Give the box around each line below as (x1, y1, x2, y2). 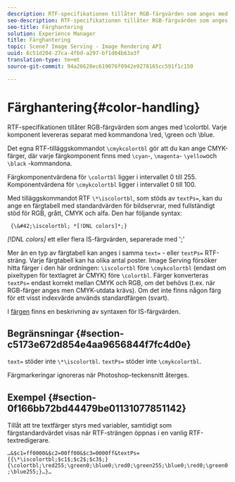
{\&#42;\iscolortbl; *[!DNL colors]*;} (10, 222, 128, 229)
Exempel (7, 391, 46, 403)
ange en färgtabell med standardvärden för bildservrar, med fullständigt (7, 201, 215, 210)
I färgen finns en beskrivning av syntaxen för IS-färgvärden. (7, 307, 181, 315)
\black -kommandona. (7, 159, 72, 167)
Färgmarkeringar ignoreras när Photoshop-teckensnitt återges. (7, 371, 189, 380)
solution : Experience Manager (7, 30, 96, 37)
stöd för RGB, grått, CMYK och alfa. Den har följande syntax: (7, 209, 183, 217)
